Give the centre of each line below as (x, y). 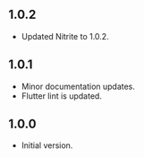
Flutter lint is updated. (61, 96)
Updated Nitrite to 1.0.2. (65, 36)
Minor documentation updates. (78, 86)
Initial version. (47, 145)
